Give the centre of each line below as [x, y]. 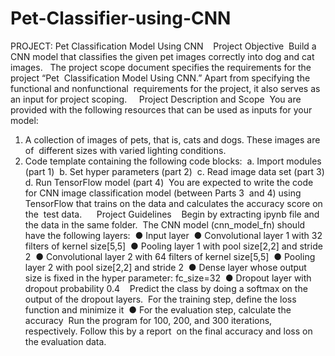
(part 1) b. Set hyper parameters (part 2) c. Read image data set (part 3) [174, 171]
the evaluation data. [65, 341]
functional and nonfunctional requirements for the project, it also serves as [165, 88]
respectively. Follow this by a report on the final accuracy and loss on [168, 331]
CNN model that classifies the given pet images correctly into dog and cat [162, 56]
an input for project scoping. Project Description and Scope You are [156, 99]
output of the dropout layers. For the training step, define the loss [160, 299]
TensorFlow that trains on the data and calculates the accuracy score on [173, 203]
